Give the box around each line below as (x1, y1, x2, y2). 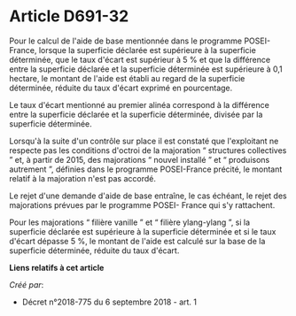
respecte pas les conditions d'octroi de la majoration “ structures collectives (9, 144, 287, 156)
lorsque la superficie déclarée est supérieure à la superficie (38, 44, 257, 55)
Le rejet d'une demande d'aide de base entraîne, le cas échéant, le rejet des (9, 190, 287, 201)
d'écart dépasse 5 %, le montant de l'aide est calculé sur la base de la (9, 235, 266, 246)
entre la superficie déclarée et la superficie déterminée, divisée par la (9, 109, 263, 119)
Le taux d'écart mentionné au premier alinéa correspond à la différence (9, 99, 270, 110)
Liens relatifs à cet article (9, 262, 105, 273)
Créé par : (9, 279, 44, 289)
